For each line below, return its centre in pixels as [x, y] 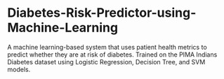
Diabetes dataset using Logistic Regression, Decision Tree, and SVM [106, 62]
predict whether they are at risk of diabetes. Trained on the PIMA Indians [112, 55]
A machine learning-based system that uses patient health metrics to [107, 47]
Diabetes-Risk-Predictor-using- [102, 13]
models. [19, 69]
